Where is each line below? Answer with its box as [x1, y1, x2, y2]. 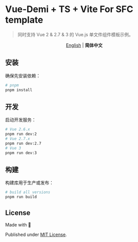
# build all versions [5, 190, 51, 195]
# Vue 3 [5, 145, 22, 150]
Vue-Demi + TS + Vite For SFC [5, 4, 133, 15]
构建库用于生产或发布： [5, 180, 54, 186]
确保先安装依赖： [5, 72, 41, 78]
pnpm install [5, 87, 33, 93]
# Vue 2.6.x [5, 127, 30, 132]
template [5, 14, 44, 26]
